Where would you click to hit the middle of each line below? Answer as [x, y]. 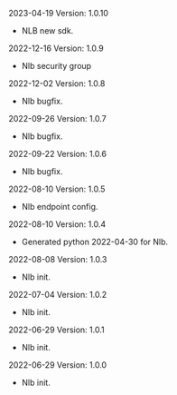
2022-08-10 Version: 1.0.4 [57, 224]
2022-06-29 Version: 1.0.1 [56, 330]
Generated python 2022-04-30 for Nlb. [95, 242]
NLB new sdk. [47, 30]
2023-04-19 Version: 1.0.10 [59, 13]
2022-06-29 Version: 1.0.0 [58, 365]
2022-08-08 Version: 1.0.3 [58, 259]
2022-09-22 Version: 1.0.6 [58, 154]
